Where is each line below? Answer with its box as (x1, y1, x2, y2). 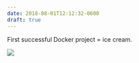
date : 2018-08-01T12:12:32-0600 (7, 10, 99, 17)
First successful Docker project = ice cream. (7, 35, 132, 43)
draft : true (7, 16, 41, 23)
